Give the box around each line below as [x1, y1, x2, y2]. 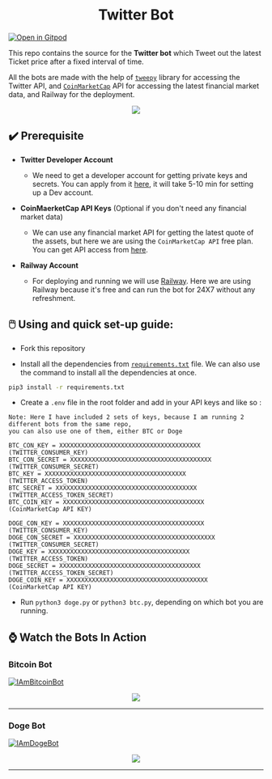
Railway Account [19, 260, 79, 270]
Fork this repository [19, 343, 86, 353]
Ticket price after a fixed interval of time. [8, 57, 144, 66]
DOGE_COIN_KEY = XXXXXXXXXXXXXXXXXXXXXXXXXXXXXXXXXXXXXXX [8, 576, 208, 584]
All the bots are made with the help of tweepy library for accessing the [8, 72, 240, 82]
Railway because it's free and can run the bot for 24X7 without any [32, 285, 256, 294]
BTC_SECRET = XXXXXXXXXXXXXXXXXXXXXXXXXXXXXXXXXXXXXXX [8, 484, 198, 493]
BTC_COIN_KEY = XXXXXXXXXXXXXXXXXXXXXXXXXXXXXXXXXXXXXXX [8, 498, 205, 506]
